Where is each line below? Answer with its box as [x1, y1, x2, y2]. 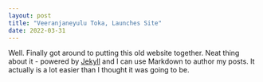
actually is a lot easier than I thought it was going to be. [8, 65, 190, 75]
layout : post [8, 11, 52, 20]
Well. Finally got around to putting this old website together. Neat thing [8, 49, 240, 58]
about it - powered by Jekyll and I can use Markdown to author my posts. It [8, 57, 255, 66]
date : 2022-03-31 [8, 26, 66, 34]
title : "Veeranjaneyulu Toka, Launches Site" [8, 19, 162, 27]
